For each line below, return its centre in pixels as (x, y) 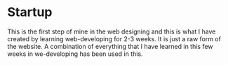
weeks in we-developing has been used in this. (75, 54)
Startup (30, 12)
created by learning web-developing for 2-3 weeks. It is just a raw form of (114, 38)
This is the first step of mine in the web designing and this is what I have (112, 31)
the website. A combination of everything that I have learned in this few (110, 46)
